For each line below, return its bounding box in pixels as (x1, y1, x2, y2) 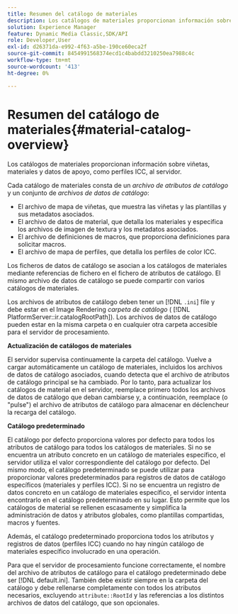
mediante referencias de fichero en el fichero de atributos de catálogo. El (7, 269, 221, 277)
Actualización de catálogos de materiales (7, 342, 132, 350)
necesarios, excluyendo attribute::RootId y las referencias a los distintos (7, 591, 225, 600)
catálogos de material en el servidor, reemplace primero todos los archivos (7, 386, 226, 394)
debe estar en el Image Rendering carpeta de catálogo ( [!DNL (7, 306, 191, 314)
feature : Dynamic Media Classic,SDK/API (7, 30, 129, 38)
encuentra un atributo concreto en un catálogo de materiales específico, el (7, 451, 225, 459)
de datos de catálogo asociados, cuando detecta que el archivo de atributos (7, 370, 230, 379)
